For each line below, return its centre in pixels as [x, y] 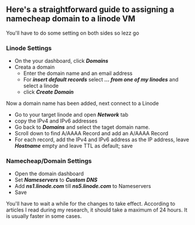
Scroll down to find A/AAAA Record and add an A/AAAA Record [91, 134]
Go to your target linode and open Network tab [71, 115]
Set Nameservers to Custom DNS [56, 180]
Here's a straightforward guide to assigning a [90, 10]
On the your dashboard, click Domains [61, 61]
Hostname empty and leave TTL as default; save [73, 146]
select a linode [41, 86]
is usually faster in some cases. [44, 216]
